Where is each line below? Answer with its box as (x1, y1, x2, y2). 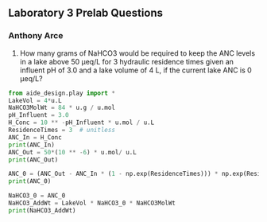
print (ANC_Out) (8, 155, 59, 164)
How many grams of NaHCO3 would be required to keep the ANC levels (19, 48, 256, 58)
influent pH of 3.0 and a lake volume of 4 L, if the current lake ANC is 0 (19, 65, 252, 75)
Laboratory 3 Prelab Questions (8, 6, 164, 20)
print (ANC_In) (8, 141, 56, 149)
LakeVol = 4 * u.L (8, 96, 62, 104)
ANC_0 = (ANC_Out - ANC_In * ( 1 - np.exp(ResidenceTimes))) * (8, 170, 219, 178)
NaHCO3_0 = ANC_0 (8, 192, 66, 200)
